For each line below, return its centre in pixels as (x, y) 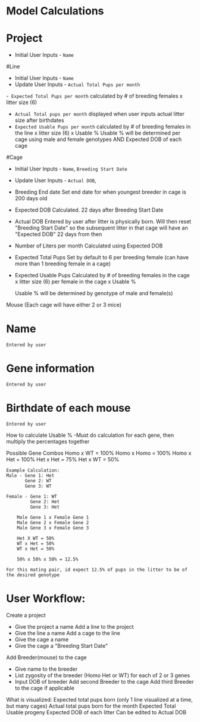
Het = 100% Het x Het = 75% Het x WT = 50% (63, 459)
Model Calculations (55, 11)
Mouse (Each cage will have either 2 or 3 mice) (64, 305)
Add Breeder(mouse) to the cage (47, 657)
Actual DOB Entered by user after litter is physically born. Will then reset (103, 222)
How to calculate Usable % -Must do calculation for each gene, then (90, 435)
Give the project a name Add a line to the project (74, 626)
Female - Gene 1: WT (32, 496)
